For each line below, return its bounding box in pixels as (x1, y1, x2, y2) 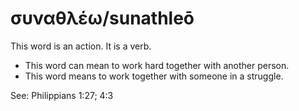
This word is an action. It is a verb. (10, 40, 152, 52)
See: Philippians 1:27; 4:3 (10, 89, 114, 101)
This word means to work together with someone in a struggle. (24, 70, 284, 82)
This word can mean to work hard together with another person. (24, 59, 290, 71)
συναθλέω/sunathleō (10, 7, 195, 30)
